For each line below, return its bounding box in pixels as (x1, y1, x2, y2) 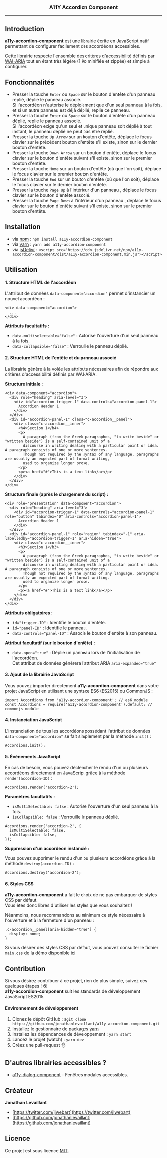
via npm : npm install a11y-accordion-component (12, 236, 113, 242)
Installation (5, 223, 41, 231)
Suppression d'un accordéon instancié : (5, 846, 89, 852)
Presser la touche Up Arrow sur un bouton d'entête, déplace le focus (12, 134, 152, 140)
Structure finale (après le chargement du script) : (5, 491, 108, 497)
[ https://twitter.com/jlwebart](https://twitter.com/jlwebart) (12, 1109, 131, 1115)
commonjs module (5, 706, 39, 711)
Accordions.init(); (5, 743, 46, 748)
